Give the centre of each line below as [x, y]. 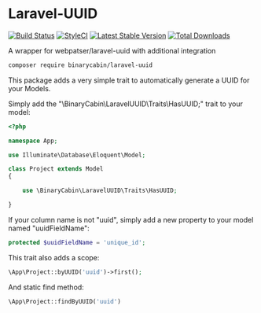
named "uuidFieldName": [49, 228]
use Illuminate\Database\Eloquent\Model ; [77, 155]
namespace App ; [33, 141]
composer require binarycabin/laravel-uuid [81, 65]
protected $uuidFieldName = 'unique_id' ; [77, 242]
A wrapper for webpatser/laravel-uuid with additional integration [112, 50]
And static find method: [46, 287]
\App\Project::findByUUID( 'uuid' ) [65, 301]
